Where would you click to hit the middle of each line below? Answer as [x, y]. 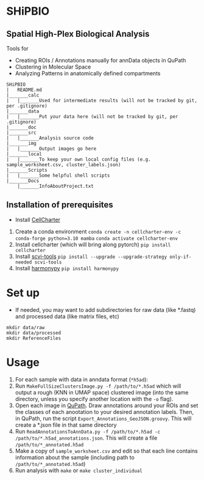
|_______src [21, 133]
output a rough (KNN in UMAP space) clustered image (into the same [102, 392]
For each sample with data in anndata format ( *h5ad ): [81, 379]
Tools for [17, 48]
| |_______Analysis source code [50, 138]
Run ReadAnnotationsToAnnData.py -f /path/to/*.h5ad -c [88, 431]
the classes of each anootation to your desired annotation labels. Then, [104, 412]
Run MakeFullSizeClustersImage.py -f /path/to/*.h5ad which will [98, 386]
